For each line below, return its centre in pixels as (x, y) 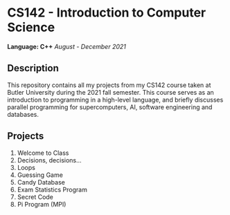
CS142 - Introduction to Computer (107, 13)
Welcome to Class (43, 153)
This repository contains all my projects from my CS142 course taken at (109, 85)
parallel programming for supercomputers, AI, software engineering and (110, 107)
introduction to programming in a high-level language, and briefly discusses (115, 100)
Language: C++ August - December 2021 (67, 46)
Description (33, 68)
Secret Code (35, 197)
